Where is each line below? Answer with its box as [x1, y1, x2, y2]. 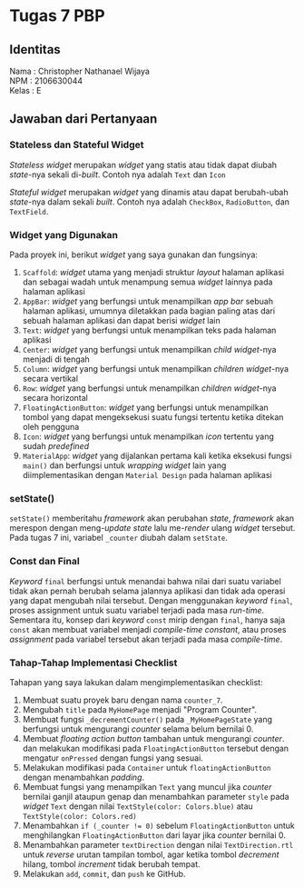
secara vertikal [22, 373, 79, 384]
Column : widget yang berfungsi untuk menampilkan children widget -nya [22, 363, 289, 374]
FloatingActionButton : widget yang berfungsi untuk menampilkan [22, 402, 270, 413]
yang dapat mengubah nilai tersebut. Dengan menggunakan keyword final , [9, 594, 293, 605]
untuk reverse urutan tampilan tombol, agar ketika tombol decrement [22, 849, 279, 860]
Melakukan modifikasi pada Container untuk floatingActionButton [22, 762, 271, 773]
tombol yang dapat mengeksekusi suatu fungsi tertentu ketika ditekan [22, 411, 284, 423]
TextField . [9, 205, 49, 216]
